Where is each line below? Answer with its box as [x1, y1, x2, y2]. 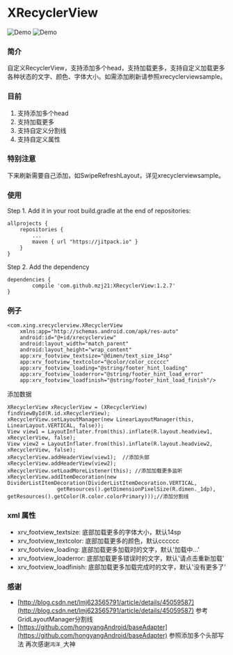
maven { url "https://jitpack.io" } [32, 238, 138, 245]
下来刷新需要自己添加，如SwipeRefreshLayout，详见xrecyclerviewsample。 [7, 171, 225, 179]
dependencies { [7, 277, 51, 284]
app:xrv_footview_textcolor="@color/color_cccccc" [19, 359, 170, 366]
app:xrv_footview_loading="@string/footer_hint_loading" [19, 364, 188, 372]
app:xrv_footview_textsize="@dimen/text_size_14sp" [19, 353, 172, 360]
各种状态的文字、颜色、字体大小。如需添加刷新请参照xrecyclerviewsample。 [7, 72, 227, 81]
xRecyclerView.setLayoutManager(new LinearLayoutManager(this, [7, 416, 195, 423]
